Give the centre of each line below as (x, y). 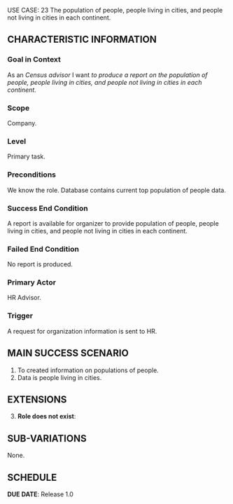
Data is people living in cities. (59, 377)
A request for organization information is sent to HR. (82, 331)
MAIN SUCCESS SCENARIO (68, 353)
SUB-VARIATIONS (47, 438)
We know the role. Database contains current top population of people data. (116, 190)
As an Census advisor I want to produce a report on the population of (107, 75)
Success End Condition (48, 208)
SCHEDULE (32, 477)
